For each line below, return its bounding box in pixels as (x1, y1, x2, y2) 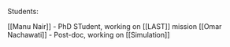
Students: (7, 7, 39, 16)
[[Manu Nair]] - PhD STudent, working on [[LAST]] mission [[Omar (7, 22, 222, 31)
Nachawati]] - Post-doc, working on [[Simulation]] (7, 31, 170, 39)
